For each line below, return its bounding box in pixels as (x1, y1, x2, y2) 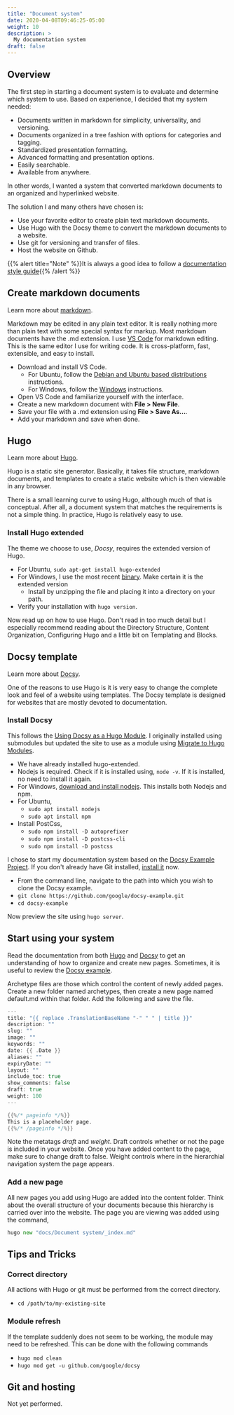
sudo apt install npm (27, 813, 91, 820)
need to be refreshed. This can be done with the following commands (7, 1339, 209, 1348)
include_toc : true (7, 1073, 61, 1080)
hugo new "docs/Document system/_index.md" (7, 1229, 137, 1236)
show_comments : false (7, 1079, 71, 1086)
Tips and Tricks (7, 1248, 76, 1260)
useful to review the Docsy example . (7, 966, 113, 974)
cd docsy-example (17, 899, 69, 907)
